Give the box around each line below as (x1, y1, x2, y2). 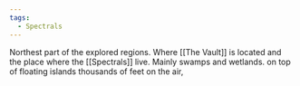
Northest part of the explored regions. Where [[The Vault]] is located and (9, 46, 282, 57)
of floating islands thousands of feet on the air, (9, 65, 184, 77)
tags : (9, 13, 30, 23)
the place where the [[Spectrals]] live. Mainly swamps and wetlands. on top (9, 56, 292, 67)
